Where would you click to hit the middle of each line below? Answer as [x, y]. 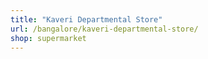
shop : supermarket [48, 38]
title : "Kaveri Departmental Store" [86, 19]
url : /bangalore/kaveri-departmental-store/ [104, 29]
